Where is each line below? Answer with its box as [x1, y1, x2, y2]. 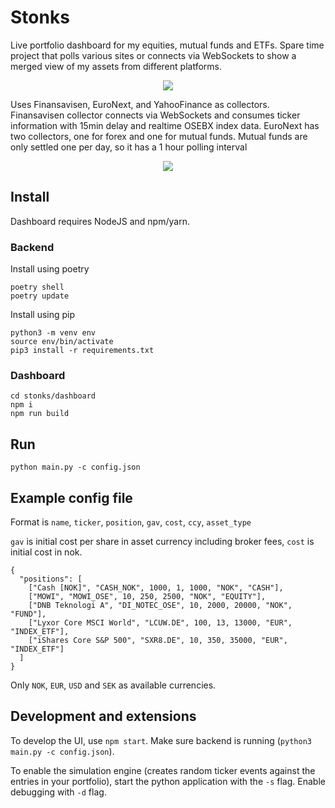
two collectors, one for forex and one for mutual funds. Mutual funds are [10, 130, 308, 142]
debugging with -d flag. [10, 786, 107, 798]
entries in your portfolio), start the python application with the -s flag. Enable [10, 775, 326, 787]
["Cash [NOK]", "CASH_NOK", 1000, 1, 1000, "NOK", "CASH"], [28, 582, 284, 593]
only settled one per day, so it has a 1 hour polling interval [10, 141, 248, 153]
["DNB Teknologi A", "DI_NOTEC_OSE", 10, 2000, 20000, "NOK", [28, 600, 293, 610]
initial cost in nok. [10, 546, 83, 558]
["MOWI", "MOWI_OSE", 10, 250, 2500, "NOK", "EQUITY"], [28, 591, 267, 601]
